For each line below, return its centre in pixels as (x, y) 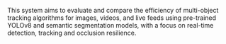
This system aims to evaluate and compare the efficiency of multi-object (113, 10)
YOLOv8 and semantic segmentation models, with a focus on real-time (111, 25)
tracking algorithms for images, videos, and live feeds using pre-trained (112, 18)
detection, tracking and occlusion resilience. (72, 33)
